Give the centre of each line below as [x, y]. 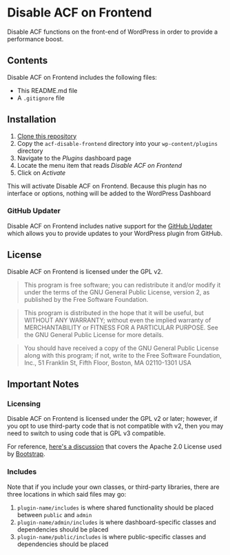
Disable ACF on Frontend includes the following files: [82, 77]
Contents [28, 61]
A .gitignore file [41, 98]
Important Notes [43, 384]
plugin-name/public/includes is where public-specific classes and [112, 536]
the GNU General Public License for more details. [94, 334]
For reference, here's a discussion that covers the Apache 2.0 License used [115, 447]
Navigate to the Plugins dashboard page [74, 158]
